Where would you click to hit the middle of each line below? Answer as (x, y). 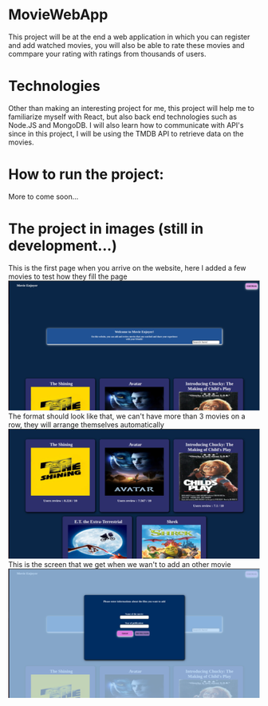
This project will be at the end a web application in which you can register (129, 37)
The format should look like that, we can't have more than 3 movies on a (127, 416)
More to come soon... (43, 196)
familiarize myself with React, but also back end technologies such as (123, 117)
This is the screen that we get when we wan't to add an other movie (120, 564)
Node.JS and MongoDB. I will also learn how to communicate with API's (126, 125)
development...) (63, 246)
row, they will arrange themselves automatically (87, 424)
